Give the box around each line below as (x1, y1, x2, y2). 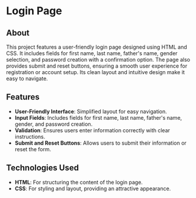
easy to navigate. (6, 75, 49, 82)
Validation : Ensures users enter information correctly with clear (14, 126, 171, 134)
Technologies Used (6, 163, 79, 173)
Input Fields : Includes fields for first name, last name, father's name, (14, 114, 182, 121)
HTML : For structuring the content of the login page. (14, 178, 143, 186)
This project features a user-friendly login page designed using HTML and (6, 43, 188, 50)
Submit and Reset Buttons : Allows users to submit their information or (14, 139, 187, 146)
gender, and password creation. (14, 120, 93, 127)
